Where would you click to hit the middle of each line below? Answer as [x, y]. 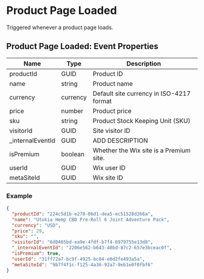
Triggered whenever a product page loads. [60, 27]
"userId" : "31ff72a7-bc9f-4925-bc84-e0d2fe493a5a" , [79, 259]
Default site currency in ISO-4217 [142, 93]
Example [19, 196]
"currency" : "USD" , [36, 225]
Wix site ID [108, 178]
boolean [73, 154]
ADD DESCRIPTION [121, 140]
